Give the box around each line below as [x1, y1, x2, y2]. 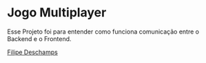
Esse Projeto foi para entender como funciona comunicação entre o [7, 27, 200, 36]
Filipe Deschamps [7, 48, 59, 56]
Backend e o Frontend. [7, 34, 72, 42]
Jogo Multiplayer [7, 5, 107, 21]
